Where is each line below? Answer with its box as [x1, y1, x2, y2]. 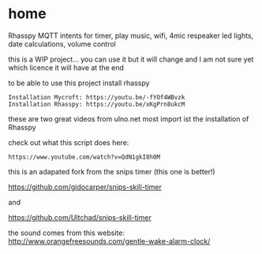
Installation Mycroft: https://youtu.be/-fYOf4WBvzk [8, 93, 185, 101]
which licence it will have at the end [8, 62, 125, 72]
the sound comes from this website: [8, 228, 125, 237]
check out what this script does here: [8, 137, 129, 147]
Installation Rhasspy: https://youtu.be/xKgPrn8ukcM [8, 100, 185, 108]
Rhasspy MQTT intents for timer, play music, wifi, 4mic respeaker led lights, [8, 31, 254, 40]
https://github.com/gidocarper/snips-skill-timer [8, 182, 162, 192]
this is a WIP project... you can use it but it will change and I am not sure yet [8, 54, 254, 64]
